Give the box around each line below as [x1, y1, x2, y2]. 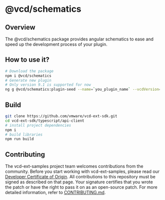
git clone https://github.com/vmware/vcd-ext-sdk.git [5, 114, 118, 119]
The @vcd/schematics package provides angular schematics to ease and [5, 36, 154, 42]
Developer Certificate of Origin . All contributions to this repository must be [5, 174, 156, 180]
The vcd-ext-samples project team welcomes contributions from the [5, 164, 143, 169]
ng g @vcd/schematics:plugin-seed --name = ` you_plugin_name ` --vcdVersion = [5, 87, 162, 92]
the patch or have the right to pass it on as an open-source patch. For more [5, 184, 158, 190]
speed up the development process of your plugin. [5, 41, 108, 47]
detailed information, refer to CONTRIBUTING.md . [5, 190, 106, 196]
